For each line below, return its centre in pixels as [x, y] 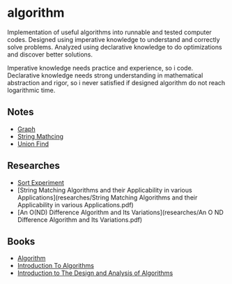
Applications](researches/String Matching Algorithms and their [107, 197]
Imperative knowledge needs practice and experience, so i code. [100, 68]
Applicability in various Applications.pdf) [75, 204]
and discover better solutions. [50, 54]
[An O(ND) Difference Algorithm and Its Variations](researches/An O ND [121, 212]
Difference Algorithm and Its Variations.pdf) [80, 219]
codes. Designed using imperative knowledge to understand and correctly [114, 39]
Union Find [33, 144]
